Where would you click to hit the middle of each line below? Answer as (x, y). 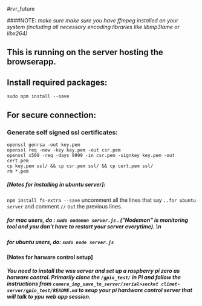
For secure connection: (51, 115)
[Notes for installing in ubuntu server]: (56, 185)
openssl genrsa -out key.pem (44, 145)
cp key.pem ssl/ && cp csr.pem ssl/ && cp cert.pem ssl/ (80, 166)
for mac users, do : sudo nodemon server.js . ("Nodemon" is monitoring (97, 220)
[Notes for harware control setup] (50, 258)
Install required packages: (57, 82)
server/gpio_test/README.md (42, 290)
